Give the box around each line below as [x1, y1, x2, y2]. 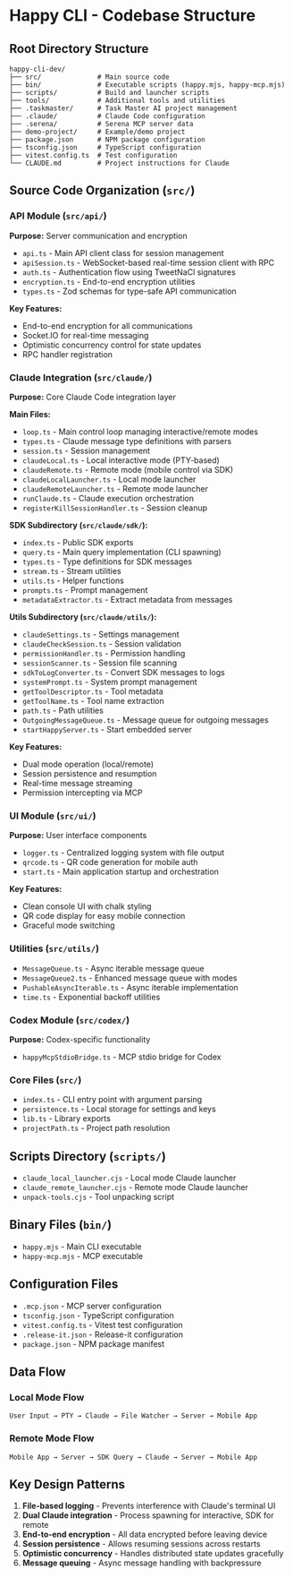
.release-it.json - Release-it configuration [21, 1329, 183, 1340]
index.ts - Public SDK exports [21, 536, 134, 547]
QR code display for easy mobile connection [21, 911, 186, 921]
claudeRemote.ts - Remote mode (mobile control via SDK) [21, 464, 234, 475]
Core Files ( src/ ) [9, 1074, 82, 1086]
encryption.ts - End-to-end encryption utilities [21, 276, 196, 287]
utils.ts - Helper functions [21, 575, 125, 586]
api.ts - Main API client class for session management [21, 247, 225, 258]
